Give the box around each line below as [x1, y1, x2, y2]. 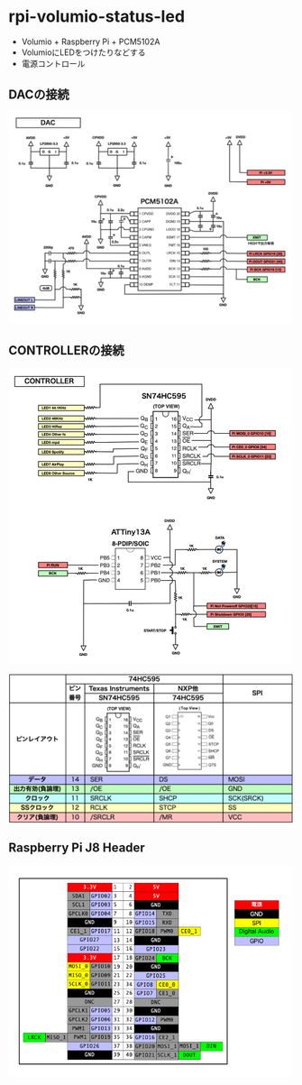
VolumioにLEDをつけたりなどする [21, 47, 146, 58]
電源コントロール [21, 58, 86, 69]
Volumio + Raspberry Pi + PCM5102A [21, 36, 160, 47]
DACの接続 [8, 87, 69, 103]
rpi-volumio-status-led [8, 6, 186, 27]
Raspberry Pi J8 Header [8, 841, 145, 856]
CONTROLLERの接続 [8, 343, 125, 358]
